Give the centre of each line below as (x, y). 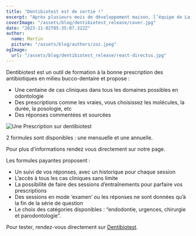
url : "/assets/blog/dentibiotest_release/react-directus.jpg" (89, 55)
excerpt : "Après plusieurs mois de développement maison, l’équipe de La (98, 17)
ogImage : (17, 50)
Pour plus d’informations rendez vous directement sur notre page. (86, 149)
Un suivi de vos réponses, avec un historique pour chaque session (95, 172)
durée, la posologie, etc (43, 108)
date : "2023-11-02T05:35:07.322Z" (48, 28)
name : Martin (27, 39)
